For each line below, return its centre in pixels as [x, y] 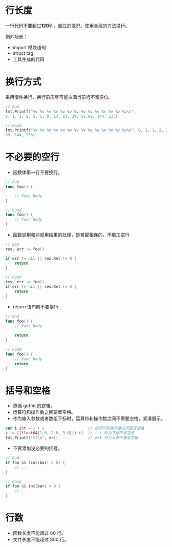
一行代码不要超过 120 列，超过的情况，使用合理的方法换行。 [68, 26]
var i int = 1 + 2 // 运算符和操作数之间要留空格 [75, 428]
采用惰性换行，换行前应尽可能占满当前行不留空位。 [59, 97]
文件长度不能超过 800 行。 [41, 539]
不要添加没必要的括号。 [37, 448]
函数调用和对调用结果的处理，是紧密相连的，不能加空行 [71, 235]
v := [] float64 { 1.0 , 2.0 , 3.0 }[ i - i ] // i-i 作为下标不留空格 [70, 433]
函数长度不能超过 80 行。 [39, 533]
